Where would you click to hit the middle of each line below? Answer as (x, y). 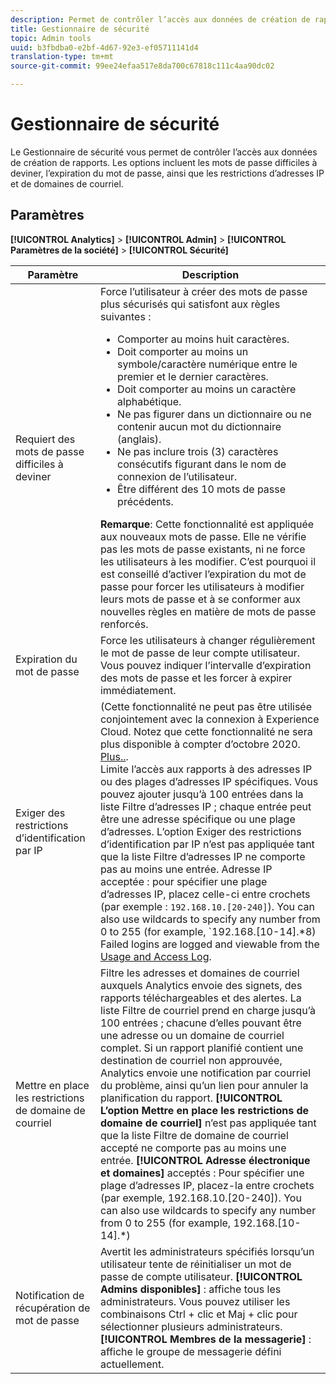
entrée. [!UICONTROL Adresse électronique (205, 1160)
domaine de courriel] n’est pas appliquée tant (208, 1123)
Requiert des (45, 439)
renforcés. (124, 624)
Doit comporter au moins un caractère (207, 389)
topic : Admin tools (51, 38)
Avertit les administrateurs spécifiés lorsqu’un (207, 1251)
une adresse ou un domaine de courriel (192, 1035)
